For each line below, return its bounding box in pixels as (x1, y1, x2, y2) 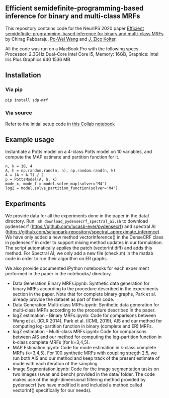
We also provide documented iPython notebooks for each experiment (5, 265, 149, 271)
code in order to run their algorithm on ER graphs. (5, 256, 108, 262)
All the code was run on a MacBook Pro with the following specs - (5, 45, 142, 52)
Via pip (5, 86, 23, 93)
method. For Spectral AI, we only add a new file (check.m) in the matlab (5, 250, 153, 256)
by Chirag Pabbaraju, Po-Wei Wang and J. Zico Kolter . (5, 36, 117, 42)
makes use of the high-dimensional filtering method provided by (12, 377, 146, 383)
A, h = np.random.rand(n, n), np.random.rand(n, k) (5, 168, 116, 173)
